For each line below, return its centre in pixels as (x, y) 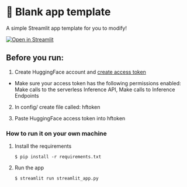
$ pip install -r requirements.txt (58, 157)
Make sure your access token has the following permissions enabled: (98, 83)
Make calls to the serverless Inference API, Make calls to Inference (95, 89)
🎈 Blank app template (58, 12)
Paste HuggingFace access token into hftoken (70, 118)
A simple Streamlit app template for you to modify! (67, 28)
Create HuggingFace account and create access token (80, 72)
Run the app (29, 168)
